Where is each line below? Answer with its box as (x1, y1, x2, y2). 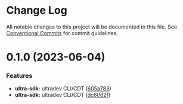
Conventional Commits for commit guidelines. (6, 29, 118, 36)
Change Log (6, 4, 67, 17)
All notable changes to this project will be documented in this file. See (6, 23, 178, 30)
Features (6, 72, 33, 80)
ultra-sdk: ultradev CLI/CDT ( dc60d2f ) (14, 92, 111, 99)
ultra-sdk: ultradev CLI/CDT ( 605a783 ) (14, 85, 111, 92)
